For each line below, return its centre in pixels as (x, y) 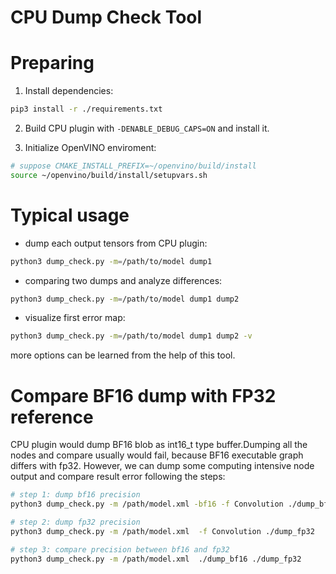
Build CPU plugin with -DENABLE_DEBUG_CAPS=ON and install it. (147, 128)
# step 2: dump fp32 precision (75, 522)
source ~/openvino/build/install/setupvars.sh (109, 175)
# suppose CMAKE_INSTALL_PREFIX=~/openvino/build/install (133, 166)
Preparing (52, 63)
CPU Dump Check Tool (106, 17)
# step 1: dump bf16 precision (75, 495)
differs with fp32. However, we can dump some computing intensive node (162, 466)
